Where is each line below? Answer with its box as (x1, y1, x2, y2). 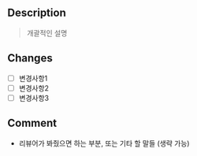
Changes (7, 51, 53, 65)
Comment (7, 117, 58, 130)
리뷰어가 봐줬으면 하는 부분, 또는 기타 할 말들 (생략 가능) (18, 138, 190, 148)
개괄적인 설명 (26, 28, 68, 38)
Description (7, 6, 66, 20)
